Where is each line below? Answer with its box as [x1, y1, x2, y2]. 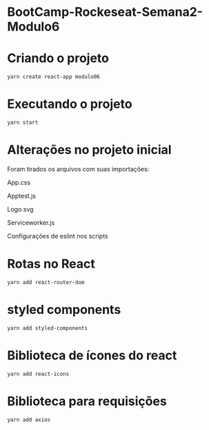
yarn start [7, 119, 39, 127]
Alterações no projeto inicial [7, 142, 172, 158]
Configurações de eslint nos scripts [7, 232, 108, 240]
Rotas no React [7, 256, 95, 272]
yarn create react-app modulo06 [7, 73, 100, 80]
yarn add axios [7, 416, 51, 423]
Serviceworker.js [7, 218, 55, 227]
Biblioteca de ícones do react [7, 348, 177, 364]
